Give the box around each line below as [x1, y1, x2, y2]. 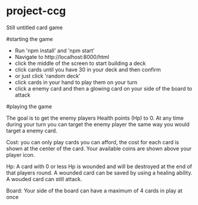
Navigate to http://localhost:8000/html [14, 53, 109, 60]
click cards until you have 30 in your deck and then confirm [14, 66, 161, 73]
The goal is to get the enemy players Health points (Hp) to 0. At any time [6, 114, 184, 122]
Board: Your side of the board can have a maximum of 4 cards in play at [6, 187, 183, 194]
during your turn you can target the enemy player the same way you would [6, 120, 190, 128]
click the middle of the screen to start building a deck [14, 60, 146, 67]
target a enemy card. [6, 127, 58, 134]
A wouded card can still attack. [6, 175, 82, 182]
